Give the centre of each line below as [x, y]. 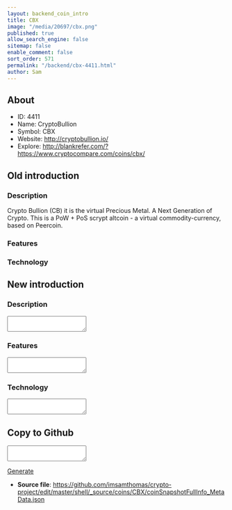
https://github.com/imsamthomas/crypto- [113, 484]
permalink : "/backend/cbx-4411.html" [62, 65]
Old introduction [43, 176]
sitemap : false [29, 46]
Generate [20, 471]
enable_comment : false [40, 53]
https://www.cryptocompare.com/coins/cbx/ [81, 154]
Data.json [31, 499]
